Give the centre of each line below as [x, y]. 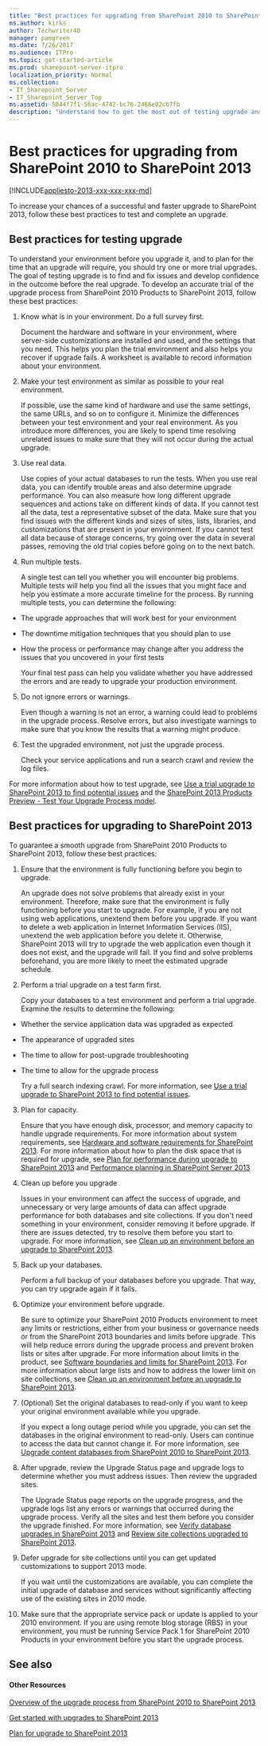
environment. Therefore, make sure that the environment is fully [125, 901]
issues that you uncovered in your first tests [92, 657]
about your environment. [61, 366]
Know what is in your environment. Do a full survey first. [113, 317]
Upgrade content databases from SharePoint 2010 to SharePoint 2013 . [136, 1452]
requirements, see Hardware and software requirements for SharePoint [137, 1142]
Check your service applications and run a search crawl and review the [137, 760]
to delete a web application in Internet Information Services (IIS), [126, 926]
